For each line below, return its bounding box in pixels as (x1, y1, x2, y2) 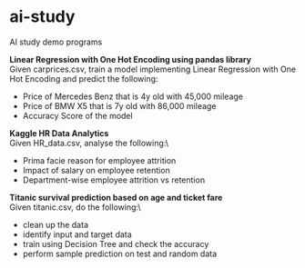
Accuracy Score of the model (22, 110, 134, 121)
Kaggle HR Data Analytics (9, 127, 109, 138)
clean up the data (22, 219, 89, 230)
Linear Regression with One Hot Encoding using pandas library (9, 54, 252, 65)
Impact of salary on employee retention (22, 164, 170, 175)
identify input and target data (22, 229, 132, 240)
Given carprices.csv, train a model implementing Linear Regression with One (9, 64, 297, 74)
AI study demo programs (9, 36, 103, 47)
